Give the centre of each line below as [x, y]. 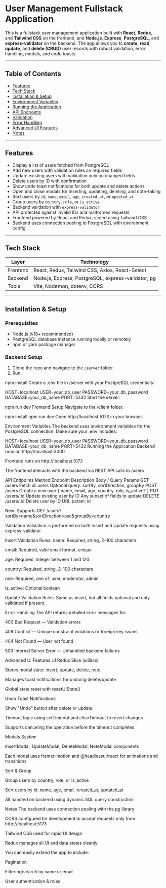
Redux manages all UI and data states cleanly [51, 843]
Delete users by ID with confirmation [49, 181]
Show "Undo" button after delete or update [49, 708]
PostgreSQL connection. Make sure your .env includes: [61, 431]
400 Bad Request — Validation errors [43, 622]
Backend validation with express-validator [56, 207]
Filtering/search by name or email [39, 872]
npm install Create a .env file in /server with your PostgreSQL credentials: [80, 383]
